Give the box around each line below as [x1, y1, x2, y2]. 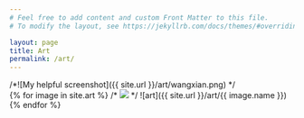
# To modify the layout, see [9, 22, 119, 31]
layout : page [9, 38, 59, 47]
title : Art [9, 46, 51, 55]
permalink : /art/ [9, 55, 75, 64]
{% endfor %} [9, 100, 62, 111]
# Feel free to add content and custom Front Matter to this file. [9, 13, 270, 23]
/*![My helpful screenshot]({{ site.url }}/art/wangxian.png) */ [9, 79, 236, 90]
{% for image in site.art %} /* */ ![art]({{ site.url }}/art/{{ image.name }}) [9, 90, 288, 101]
